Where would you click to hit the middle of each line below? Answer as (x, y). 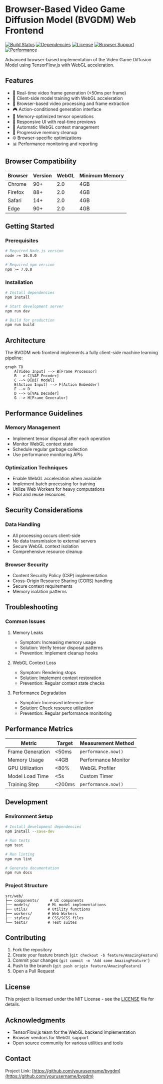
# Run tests (17, 841)
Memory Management (33, 427)
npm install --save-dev (30, 832)
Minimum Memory (101, 175)
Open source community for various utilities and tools (68, 1043)
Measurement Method (107, 743)
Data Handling (23, 524)
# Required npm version (30, 265)
